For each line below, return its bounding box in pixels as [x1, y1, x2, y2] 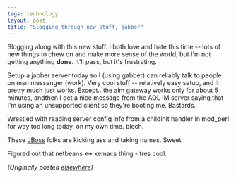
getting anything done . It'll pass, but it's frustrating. [7, 58, 157, 66]
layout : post [7, 17, 46, 24]
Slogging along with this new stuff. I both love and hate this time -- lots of [7, 43, 221, 51]
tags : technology [7, 10, 59, 18]
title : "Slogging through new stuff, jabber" [7, 23, 143, 30]
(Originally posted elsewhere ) [7, 163, 94, 172]
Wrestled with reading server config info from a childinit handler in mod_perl [7, 115, 230, 123]
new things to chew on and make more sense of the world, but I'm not [7, 50, 211, 58]
